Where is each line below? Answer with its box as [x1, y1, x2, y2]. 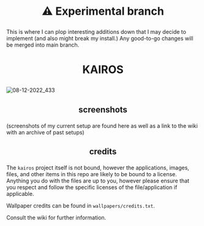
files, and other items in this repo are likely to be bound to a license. [6, 171, 178, 178]
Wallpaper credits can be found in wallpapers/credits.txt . [6, 202, 155, 209]
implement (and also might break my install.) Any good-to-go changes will [6, 35, 194, 42]
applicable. [6, 190, 34, 198]
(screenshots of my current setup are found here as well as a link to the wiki [6, 122, 198, 130]
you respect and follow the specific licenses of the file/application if [6, 184, 178, 191]
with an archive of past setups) [6, 128, 85, 136]
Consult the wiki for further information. [6, 214, 107, 222]
